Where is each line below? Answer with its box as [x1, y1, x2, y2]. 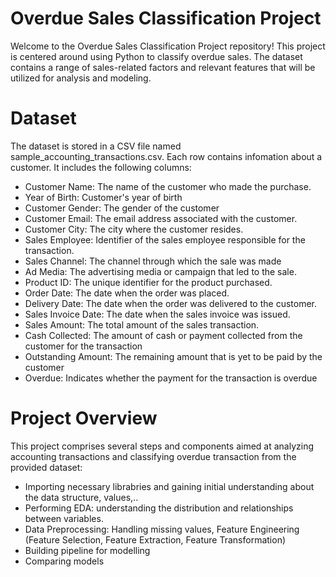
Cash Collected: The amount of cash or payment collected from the [24, 329, 303, 341]
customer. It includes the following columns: [10, 161, 192, 173]
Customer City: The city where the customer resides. [24, 223, 244, 235]
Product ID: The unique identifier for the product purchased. [24, 276, 273, 288]
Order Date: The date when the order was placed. [24, 287, 230, 299]
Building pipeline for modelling [24, 544, 151, 556]
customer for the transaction [24, 340, 143, 352]
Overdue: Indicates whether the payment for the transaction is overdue [24, 372, 318, 384]
